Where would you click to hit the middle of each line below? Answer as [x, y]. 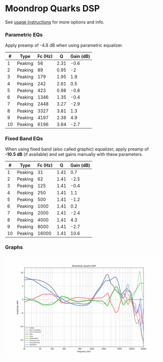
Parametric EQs [24, 35]
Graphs [14, 247]
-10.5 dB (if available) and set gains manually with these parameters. [74, 154]
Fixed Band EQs [24, 138]
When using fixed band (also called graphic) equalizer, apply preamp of [77, 149]
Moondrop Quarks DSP [52, 9]
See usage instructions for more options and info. [55, 22]
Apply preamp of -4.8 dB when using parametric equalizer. [64, 45]
